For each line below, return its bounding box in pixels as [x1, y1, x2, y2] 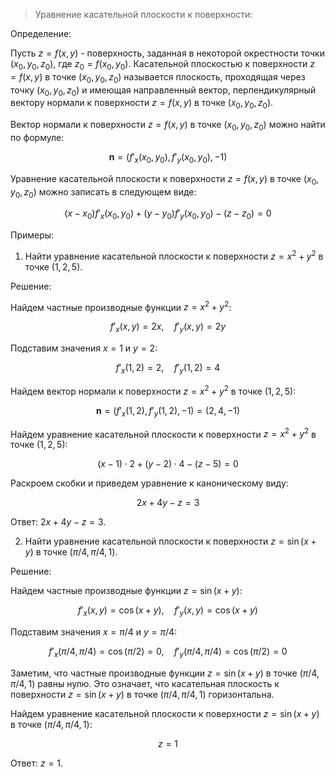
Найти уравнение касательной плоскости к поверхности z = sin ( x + [24, 535, 317, 548]
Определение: [10, 28, 72, 39]
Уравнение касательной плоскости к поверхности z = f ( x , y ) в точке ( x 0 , [10, 172, 320, 187]
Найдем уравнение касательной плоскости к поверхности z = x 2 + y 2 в [10, 426, 317, 440]
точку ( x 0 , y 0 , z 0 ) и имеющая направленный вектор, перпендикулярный [10, 84, 317, 98]
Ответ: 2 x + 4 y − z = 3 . [10, 516, 107, 528]
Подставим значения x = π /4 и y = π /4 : [10, 625, 178, 638]
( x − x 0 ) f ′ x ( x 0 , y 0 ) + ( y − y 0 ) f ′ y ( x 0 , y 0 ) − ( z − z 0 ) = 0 [64, 207, 272, 222]
